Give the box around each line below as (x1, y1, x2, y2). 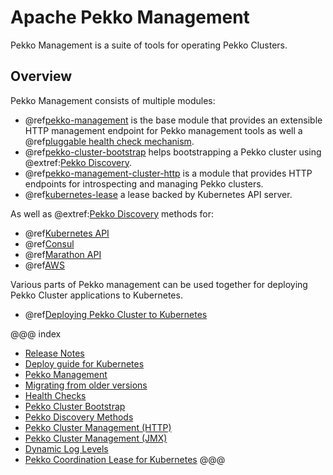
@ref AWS (24, 259, 65, 271)
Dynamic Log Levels (24, 442, 109, 455)
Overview (10, 68, 73, 85)
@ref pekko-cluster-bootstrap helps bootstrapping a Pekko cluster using (24, 146, 322, 158)
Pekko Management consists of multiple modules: (10, 94, 216, 106)
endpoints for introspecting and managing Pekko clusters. (24, 177, 264, 190)
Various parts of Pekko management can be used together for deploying (10, 278, 308, 290)
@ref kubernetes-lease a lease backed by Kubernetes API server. (24, 188, 293, 200)
